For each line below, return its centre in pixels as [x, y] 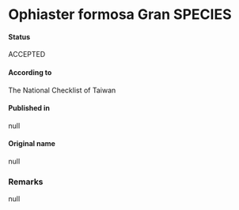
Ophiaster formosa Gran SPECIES [120, 15]
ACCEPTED [27, 54]
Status [19, 36]
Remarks [26, 182]
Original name [32, 144]
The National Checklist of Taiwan [62, 90]
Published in [29, 108]
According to [30, 72]
